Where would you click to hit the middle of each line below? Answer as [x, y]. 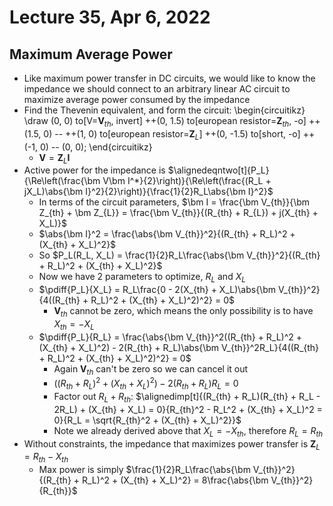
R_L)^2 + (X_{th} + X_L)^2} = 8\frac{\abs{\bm [175, 480]
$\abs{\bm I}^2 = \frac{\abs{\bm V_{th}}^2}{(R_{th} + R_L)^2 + [167, 234]
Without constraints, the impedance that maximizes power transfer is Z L [172, 444]
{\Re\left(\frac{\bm [62, 181]
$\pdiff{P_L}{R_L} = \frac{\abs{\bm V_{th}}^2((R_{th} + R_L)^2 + [170, 337]
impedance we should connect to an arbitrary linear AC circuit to [157, 89]
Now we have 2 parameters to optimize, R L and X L [142, 278]
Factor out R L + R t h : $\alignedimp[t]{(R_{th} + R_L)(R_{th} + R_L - [187, 398]
